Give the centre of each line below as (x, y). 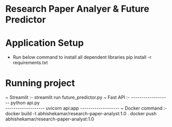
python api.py (25, 103)
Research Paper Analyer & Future (78, 9)
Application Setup (44, 43)
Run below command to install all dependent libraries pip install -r (82, 57)
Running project (40, 83)
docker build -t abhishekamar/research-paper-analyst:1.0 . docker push (81, 114)
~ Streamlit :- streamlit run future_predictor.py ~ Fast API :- (68, 97)
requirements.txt (30, 63)
